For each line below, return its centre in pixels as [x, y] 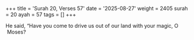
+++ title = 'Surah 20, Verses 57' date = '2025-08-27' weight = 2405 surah [97, 8]
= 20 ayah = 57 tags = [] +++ [41, 14]
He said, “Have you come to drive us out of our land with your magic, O [92, 26]
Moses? [17, 32]
